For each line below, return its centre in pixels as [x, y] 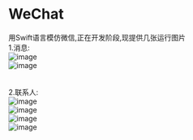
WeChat [36, 14]
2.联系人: [24, 92]
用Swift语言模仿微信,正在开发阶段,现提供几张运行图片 [97, 37]
